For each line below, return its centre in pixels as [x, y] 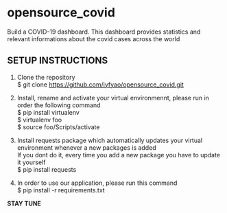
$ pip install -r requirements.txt [61, 190]
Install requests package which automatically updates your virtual [110, 140]
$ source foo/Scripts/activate [58, 127]
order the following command [59, 105]
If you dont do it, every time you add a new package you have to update [119, 155]
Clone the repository [46, 77]
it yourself [31, 162]
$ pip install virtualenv [48, 112]
